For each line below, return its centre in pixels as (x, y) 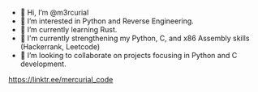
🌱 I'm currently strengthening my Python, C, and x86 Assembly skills (135, 38)
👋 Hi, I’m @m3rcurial (54, 13)
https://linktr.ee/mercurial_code (61, 79)
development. (43, 64)
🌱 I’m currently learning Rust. (69, 29)
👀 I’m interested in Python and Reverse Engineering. (107, 21)
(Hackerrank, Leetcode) (60, 47)
